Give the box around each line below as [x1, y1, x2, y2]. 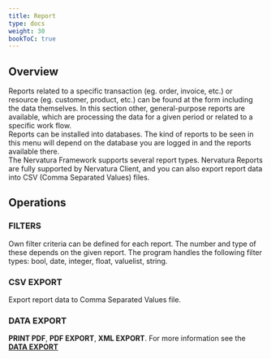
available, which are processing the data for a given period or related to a [8, 112, 253, 122]
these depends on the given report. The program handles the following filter [8, 247, 262, 257]
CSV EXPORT [8, 276, 62, 288]
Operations [8, 196, 67, 210]
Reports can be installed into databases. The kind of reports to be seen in [8, 129, 254, 139]
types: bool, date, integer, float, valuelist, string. [8, 256, 168, 266]
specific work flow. [8, 121, 71, 131]
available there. [8, 147, 60, 157]
